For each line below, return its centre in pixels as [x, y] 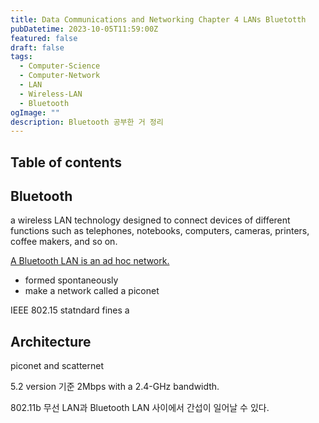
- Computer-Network [60, 76]
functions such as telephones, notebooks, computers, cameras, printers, [160, 231]
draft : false [37, 47]
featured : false [44, 38]
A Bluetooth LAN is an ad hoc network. [90, 261]
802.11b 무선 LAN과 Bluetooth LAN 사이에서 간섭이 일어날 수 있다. [140, 408]
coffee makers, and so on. [64, 242]
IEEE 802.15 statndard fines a [70, 310]
